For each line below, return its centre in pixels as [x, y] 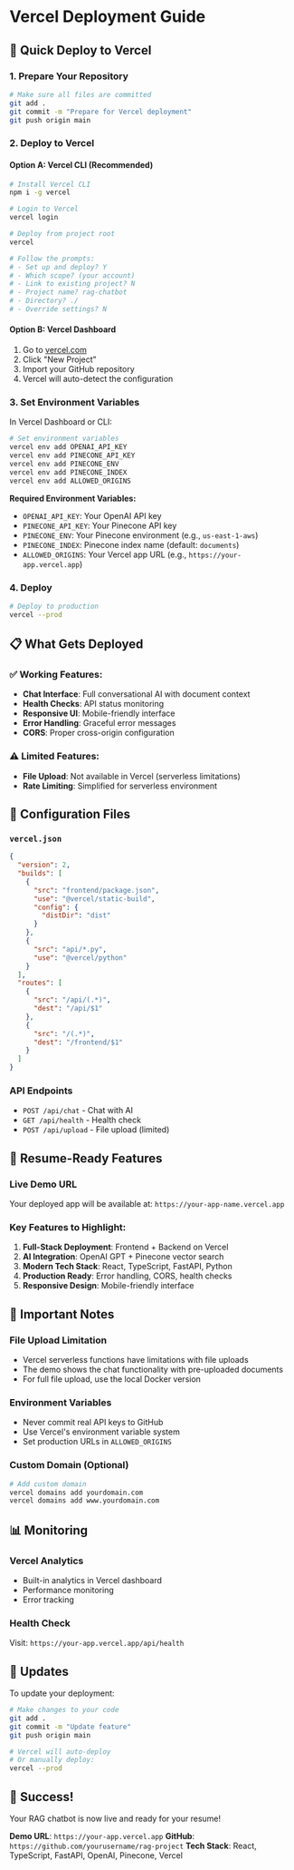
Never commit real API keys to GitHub [93, 1423]
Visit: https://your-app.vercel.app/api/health [97, 1643]
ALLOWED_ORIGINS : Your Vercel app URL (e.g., [104, 554]
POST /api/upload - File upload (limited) [96, 1130]
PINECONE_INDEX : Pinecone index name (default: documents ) [131, 544]
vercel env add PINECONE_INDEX [68, 472]
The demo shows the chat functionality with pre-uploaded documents [152, 1370]
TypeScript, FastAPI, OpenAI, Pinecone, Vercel [96, 1855]
